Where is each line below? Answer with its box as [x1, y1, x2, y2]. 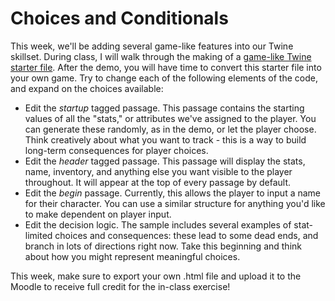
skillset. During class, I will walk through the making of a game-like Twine [10, 50, 312, 62]
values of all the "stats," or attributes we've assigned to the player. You [24, 112, 317, 124]
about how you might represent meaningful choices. [24, 250, 241, 262]
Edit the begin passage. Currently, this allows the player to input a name [24, 187, 322, 199]
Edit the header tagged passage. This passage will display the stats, [24, 155, 306, 167]
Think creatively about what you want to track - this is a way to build [24, 133, 307, 146]
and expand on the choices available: [10, 82, 164, 94]
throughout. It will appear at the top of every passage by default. [24, 176, 292, 188]
